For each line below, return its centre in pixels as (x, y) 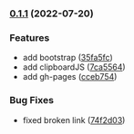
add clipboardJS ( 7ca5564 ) (74, 67)
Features (30, 37)
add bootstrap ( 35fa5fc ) (68, 58)
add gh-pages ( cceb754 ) (70, 77)
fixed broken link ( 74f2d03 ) (74, 120)
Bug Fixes (32, 100)
